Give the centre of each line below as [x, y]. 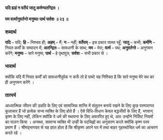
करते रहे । [13, 133]
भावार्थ [10, 66]
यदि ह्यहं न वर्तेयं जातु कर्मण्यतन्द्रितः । [32, 8]
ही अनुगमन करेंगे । [20, 82]
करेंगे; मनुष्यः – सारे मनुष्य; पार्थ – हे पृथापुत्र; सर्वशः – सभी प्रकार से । [57, 53]
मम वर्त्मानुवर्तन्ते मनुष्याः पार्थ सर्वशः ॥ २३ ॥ [37, 19]
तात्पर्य [10, 95]
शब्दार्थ [11, 32]
